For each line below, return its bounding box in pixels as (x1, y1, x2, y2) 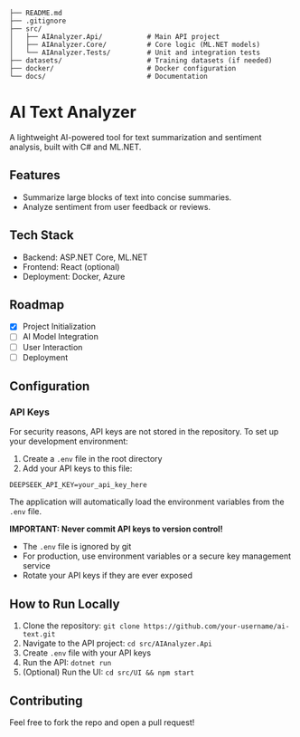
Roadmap (9, 297, 65, 312)
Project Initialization (22, 321, 97, 332)
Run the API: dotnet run (22, 657, 112, 668)
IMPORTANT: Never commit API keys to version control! (9, 523, 223, 534)
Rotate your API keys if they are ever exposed (22, 570, 192, 581)
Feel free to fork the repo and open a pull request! (9, 716, 195, 728)
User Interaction (22, 341, 83, 352)
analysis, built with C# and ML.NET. (9, 141, 142, 152)
